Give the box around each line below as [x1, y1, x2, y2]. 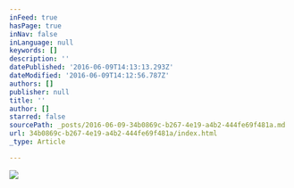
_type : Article [9, 137, 66, 146]
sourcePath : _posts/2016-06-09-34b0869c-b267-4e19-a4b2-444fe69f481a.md [9, 121, 286, 130]
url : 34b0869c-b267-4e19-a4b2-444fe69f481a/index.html [9, 129, 218, 138]
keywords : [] [9, 46, 58, 55]
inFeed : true [9, 12, 58, 22]
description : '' [9, 54, 70, 63]
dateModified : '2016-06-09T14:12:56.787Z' [9, 71, 170, 80]
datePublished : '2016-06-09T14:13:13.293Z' [9, 63, 174, 72]
